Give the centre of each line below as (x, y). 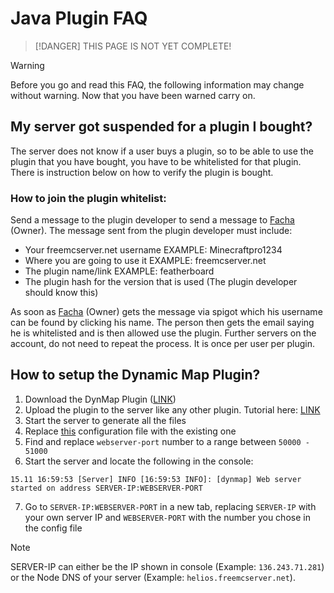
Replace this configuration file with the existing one (130, 431)
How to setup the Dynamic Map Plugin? (135, 375)
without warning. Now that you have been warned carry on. (133, 95)
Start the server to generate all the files (105, 420)
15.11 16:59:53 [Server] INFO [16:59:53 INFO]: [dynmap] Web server (156, 479)
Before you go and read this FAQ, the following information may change (157, 84)
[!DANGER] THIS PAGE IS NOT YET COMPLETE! (133, 46)
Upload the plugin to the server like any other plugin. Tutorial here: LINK (172, 409)
